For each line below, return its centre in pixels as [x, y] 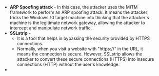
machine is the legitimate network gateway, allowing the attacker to [77, 23]
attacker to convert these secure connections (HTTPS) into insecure [86, 59]
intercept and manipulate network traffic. [51, 28]
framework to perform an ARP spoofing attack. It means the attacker [79, 12]
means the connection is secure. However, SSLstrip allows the [79, 54]
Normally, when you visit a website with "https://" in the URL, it [80, 49]
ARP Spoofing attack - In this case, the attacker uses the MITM [74, 7]
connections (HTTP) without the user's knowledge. [68, 64]
